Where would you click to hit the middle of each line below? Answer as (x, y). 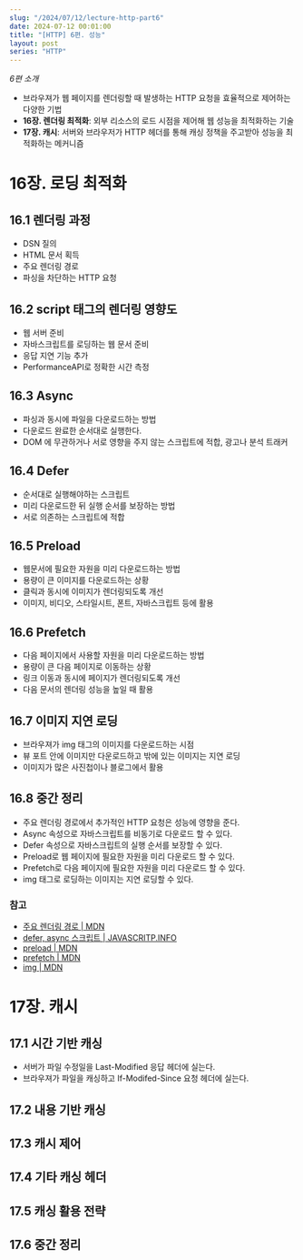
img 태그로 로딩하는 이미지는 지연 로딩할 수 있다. (108, 879)
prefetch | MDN (52, 958)
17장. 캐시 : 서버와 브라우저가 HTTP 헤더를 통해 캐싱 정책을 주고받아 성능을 (153, 132)
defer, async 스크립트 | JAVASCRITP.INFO (99, 938)
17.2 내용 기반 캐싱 (58, 1109)
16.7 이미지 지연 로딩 (64, 721)
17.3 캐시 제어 (45, 1143)
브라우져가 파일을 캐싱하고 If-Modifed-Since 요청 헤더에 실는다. (136, 1078)
